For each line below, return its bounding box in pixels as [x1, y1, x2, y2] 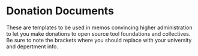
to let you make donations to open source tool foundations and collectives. [6, 30, 191, 37]
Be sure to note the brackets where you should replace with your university [6, 36, 192, 43]
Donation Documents [6, 4, 114, 18]
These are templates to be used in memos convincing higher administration [6, 24, 193, 31]
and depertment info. [6, 43, 59, 50]
